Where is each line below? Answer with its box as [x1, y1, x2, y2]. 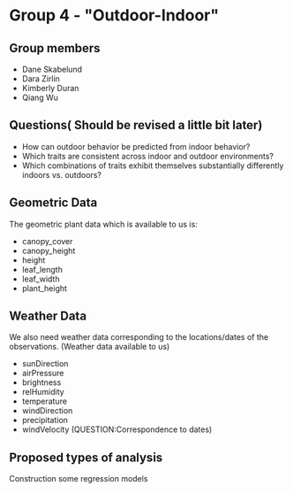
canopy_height [21, 245, 76, 256]
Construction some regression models [9, 474, 148, 484]
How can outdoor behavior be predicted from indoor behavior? [21, 141, 251, 151]
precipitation [21, 415, 69, 426]
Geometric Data [9, 196, 98, 211]
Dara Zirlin [21, 73, 60, 84]
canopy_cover [21, 235, 73, 246]
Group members [9, 41, 101, 56]
